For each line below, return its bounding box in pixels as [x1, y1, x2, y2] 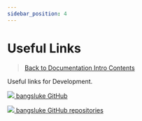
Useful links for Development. [7, 77, 93, 85]
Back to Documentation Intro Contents [24, 64, 135, 72]
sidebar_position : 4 [7, 10, 68, 17]
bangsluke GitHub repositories [15, 106, 104, 114]
